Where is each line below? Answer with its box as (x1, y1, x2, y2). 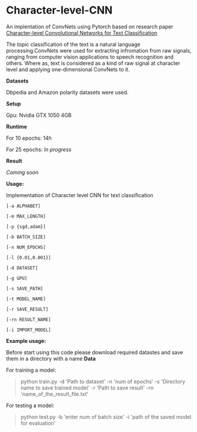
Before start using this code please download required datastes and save (6, 349, 183, 356)
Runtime (6, 123, 28, 130)
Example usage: (6, 337, 46, 344)
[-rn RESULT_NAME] (6, 316, 51, 322)
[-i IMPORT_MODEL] (6, 327, 51, 333)
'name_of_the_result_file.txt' (20, 390, 89, 397)
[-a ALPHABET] (6, 203, 41, 209)
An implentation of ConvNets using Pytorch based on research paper (6, 23, 173, 30)
